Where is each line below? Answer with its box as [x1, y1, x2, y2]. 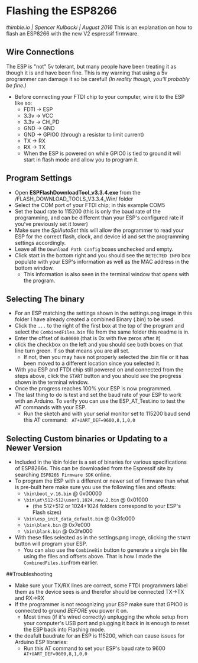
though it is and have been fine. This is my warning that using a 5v [6, 69, 168, 76]
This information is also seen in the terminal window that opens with [23, 270, 189, 277]
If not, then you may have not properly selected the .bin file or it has [23, 354, 189, 361]
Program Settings [6, 173, 72, 183]
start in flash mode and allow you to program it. [23, 156, 139, 163]
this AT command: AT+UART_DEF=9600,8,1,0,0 [23, 416, 136, 423]
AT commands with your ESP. [14, 404, 87, 411]
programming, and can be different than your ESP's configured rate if [14, 214, 184, 221]
